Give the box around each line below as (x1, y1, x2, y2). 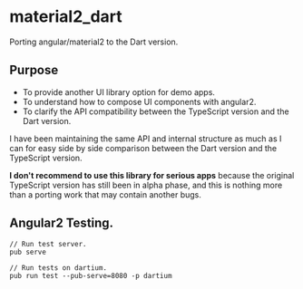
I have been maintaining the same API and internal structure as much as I (9, 133, 282, 144)
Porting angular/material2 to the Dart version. (9, 36, 179, 47)
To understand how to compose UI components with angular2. (22, 96, 257, 107)
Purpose (9, 63, 59, 78)
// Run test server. (9, 239, 88, 248)
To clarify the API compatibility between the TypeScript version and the (22, 106, 289, 117)
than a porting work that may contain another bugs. (9, 188, 202, 200)
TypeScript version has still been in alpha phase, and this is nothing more (9, 179, 283, 190)
